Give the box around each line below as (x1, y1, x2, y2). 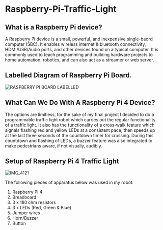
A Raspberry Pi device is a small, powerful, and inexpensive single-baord (5, 36, 153, 42)
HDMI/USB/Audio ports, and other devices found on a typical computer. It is (5, 47, 159, 52)
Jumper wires (12, 210, 40, 216)
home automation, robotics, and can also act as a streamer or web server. (5, 57, 155, 62)
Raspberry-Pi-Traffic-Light (5, 3, 117, 15)
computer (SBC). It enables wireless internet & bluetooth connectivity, (5, 41, 146, 47)
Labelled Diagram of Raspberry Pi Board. (5, 71, 132, 80)
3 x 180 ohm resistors (12, 200, 56, 205)
